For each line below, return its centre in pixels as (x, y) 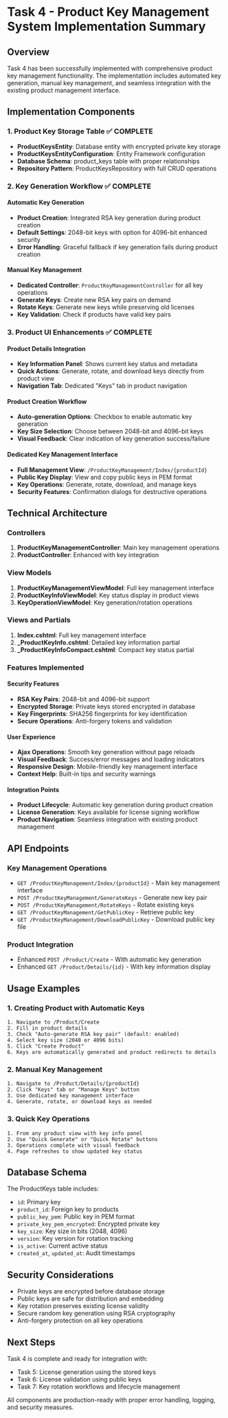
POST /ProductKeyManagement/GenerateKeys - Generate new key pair (112, 898)
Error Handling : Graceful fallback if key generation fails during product (117, 247)
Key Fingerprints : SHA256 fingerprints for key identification (102, 713)
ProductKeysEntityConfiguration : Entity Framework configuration (111, 154)
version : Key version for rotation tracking (75, 1239)
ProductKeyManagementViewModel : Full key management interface (115, 587)
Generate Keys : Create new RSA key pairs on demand (94, 300)
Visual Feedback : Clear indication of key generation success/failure (113, 439)
